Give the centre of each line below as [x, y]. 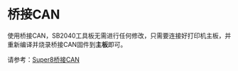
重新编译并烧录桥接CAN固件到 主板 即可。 [67, 44]
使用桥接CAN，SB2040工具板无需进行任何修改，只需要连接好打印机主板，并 [119, 35]
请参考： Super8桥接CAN [44, 59]
